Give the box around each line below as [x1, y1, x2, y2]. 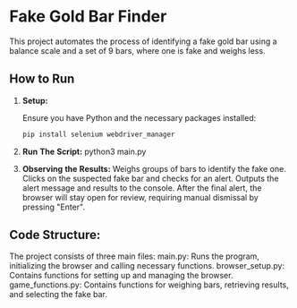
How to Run [9, 72, 75, 87]
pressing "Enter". [21, 201, 86, 212]
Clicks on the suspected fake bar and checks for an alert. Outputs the [21, 173, 279, 184]
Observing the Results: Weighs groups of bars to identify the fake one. [21, 163, 286, 174]
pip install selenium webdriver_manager [21, 130, 175, 139]
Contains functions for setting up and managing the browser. [9, 270, 233, 281]
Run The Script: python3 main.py [21, 146, 147, 157]
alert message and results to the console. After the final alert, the [21, 182, 262, 193]
